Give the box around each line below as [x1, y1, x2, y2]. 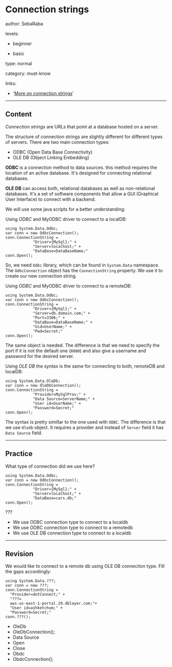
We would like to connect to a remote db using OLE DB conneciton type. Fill [5, 563, 165, 569]
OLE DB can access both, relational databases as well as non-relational [5, 185, 155, 191]
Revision [5, 549, 34, 558]
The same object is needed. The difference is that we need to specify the [5, 342, 160, 348]
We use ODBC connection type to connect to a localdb [12, 519, 128, 525]
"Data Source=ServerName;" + [32, 396, 95, 402]
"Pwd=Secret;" [32, 329, 63, 334]
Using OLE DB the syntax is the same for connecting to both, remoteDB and [5, 363, 165, 369]
